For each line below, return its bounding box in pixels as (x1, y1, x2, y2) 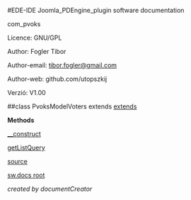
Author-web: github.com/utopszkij (7, 74, 108, 83)
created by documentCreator (7, 184, 93, 193)
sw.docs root (7, 171, 45, 179)
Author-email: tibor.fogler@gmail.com (7, 61, 117, 70)
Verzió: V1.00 (7, 89, 46, 96)
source (7, 157, 28, 165)
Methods (7, 116, 35, 124)
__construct (7, 130, 41, 138)
